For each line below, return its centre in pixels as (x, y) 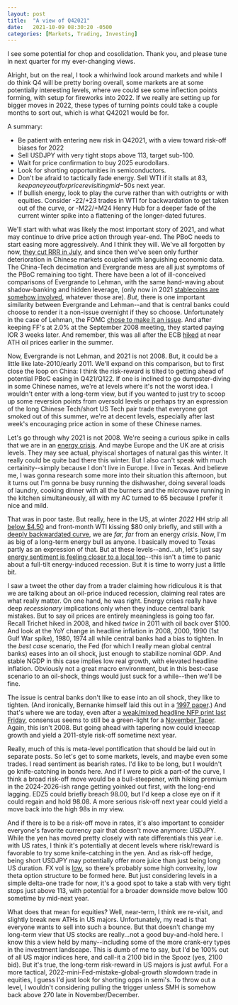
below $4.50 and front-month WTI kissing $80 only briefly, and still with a (115, 527)
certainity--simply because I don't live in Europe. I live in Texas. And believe (118, 468)
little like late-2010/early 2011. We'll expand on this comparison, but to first (116, 364)
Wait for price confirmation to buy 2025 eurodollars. (93, 163)
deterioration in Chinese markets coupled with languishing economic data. (116, 260)
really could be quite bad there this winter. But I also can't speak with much (117, 460)
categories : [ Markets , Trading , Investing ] (73, 34)
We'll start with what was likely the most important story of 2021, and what (116, 229)
